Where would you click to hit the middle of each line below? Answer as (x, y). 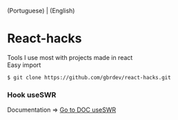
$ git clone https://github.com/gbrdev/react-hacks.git (89, 77)
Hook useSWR (32, 94)
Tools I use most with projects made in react (70, 57)
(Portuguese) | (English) (41, 11)
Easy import (24, 65)
